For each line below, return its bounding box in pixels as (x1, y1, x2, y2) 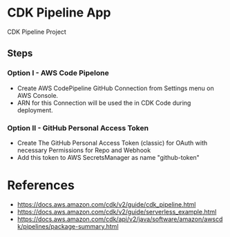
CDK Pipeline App (7, 5, 111, 21)
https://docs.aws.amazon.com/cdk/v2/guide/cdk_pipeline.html (17, 200, 196, 208)
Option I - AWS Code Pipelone (7, 68, 109, 78)
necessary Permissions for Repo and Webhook (17, 146, 151, 154)
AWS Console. (17, 91, 59, 99)
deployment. (17, 105, 53, 114)
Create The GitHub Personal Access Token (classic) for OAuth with (17, 138, 208, 147)
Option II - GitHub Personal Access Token (7, 123, 149, 132)
